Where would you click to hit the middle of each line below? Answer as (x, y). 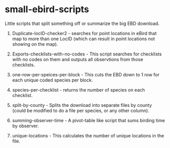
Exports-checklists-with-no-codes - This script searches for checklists (87, 54)
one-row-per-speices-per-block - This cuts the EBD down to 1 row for (86, 74)
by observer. (26, 126)
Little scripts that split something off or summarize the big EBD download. (82, 23)
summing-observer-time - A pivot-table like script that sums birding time (89, 120)
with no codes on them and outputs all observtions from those (78, 59)
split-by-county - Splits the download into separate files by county (82, 105)
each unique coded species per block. (52, 80)
